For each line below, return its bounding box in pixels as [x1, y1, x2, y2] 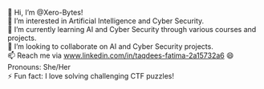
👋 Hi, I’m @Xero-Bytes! [7, 8, 83, 17]
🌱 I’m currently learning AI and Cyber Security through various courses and [7, 25, 257, 34]
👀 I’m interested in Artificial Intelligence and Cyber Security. [7, 16, 205, 26]
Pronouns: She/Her [7, 63, 71, 71]
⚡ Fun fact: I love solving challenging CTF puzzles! [7, 71, 174, 80]
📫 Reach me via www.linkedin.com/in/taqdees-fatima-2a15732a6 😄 [7, 51, 234, 60]
